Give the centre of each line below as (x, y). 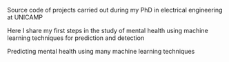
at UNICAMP (25, 17)
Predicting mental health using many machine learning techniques (101, 51)
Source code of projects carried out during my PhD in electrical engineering (115, 10)
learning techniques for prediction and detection (76, 38)
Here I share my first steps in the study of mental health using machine (108, 31)
